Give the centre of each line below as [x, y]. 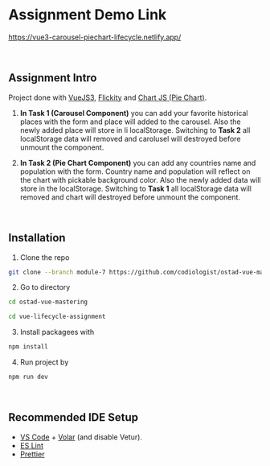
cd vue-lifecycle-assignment [57, 317]
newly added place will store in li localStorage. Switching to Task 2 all [135, 130]
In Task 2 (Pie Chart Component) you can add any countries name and [138, 163]
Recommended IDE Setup [74, 417]
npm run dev [28, 377]
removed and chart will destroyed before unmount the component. [130, 197]
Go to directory [45, 287]
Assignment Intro [53, 78]
